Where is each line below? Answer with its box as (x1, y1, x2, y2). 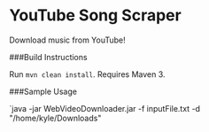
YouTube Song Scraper (9, 5, 182, 26)
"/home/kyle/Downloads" (9, 113, 102, 123)
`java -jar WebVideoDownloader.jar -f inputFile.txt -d (9, 103, 201, 113)
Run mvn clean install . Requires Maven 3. (9, 68, 166, 80)
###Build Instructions (9, 51, 88, 62)
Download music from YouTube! (9, 35, 126, 45)
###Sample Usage (9, 86, 78, 97)
